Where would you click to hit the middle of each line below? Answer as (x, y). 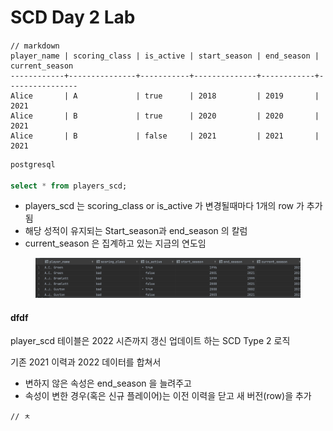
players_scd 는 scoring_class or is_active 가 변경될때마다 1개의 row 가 (164, 206)
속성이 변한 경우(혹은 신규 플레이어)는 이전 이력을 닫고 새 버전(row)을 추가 (168, 396)
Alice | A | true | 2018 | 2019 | (165, 96)
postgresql (33, 164)
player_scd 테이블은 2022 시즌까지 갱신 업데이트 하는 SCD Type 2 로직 (150, 341)
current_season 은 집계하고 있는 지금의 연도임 (115, 243)
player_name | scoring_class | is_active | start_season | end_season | (165, 56)
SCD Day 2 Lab (73, 17)
